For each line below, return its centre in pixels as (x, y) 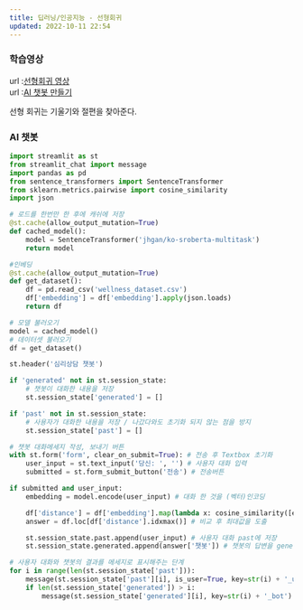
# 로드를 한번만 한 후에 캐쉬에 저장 (67, 215)
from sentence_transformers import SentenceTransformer (116, 182)
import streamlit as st (54, 156)
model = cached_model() (54, 331)
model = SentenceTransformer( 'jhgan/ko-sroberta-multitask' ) (142, 239)
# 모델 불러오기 (34, 323)
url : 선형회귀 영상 (40, 80)
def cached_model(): (48, 231)
